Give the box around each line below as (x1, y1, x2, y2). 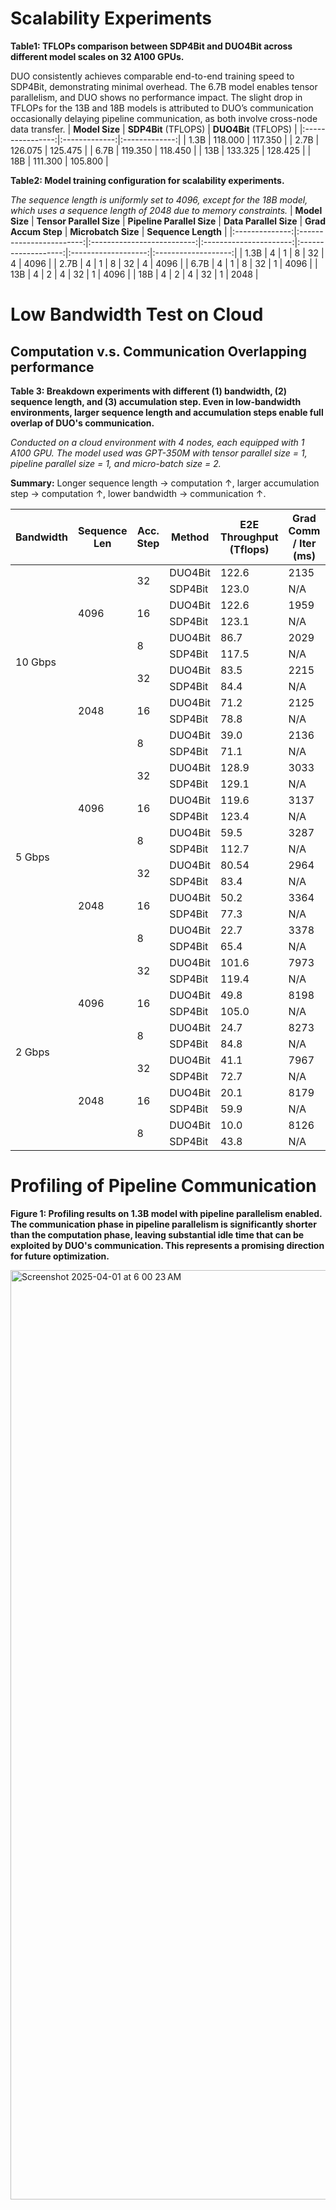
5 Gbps (15, 850, 50, 864)
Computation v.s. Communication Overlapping (10, 343, 307, 360)
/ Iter (292, 536, 317, 550)
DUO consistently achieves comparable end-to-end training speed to (10, 70, 295, 82)
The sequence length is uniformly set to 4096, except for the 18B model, (10, 193, 308, 206)
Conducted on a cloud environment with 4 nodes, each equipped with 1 (10, 436, 305, 448)
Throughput (219, 530, 279, 544)
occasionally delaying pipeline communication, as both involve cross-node (10, 112, 318, 124)
